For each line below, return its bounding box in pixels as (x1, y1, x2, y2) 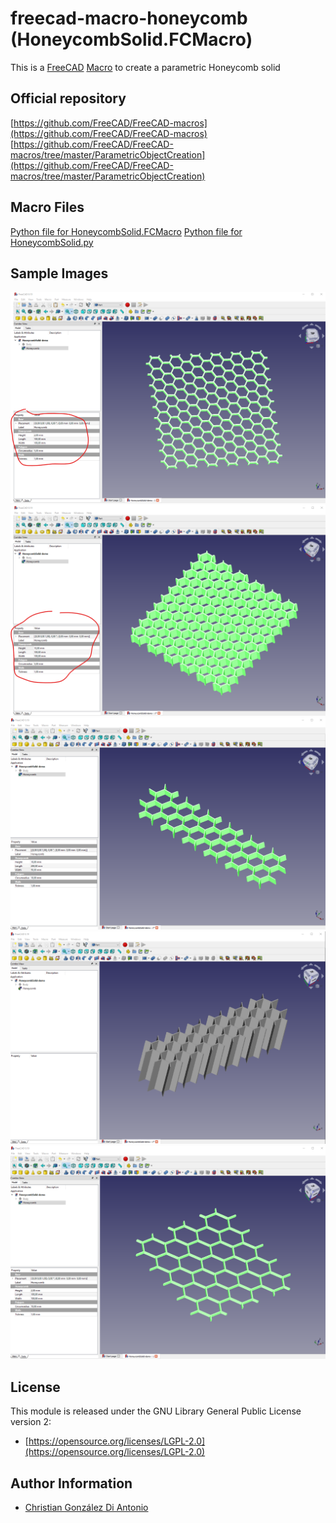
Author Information (10, 1475, 133, 1492)
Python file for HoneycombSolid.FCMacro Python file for (10, 225, 243, 237)
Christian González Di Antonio (24, 1502, 149, 1514)
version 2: (10, 1416, 52, 1428)
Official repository (10, 90, 127, 107)
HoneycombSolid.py (10, 236, 94, 248)
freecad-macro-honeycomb (10, 7, 248, 30)
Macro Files (10, 199, 85, 216)
